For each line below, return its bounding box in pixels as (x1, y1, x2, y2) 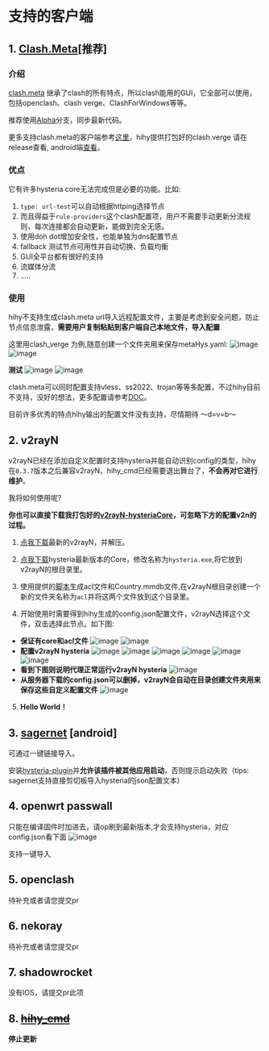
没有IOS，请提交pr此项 (8, 988, 85, 998)
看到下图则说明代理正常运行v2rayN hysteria (19, 665, 168, 675)
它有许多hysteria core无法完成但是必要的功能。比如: (8, 185, 181, 194)
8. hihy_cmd (8, 1012, 70, 1025)
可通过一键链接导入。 (8, 749, 79, 758)
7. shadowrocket (8, 965, 93, 979)
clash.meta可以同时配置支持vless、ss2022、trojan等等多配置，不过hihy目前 (8, 382, 261, 392)
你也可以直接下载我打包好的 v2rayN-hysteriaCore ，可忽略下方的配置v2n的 (8, 510, 257, 520)
